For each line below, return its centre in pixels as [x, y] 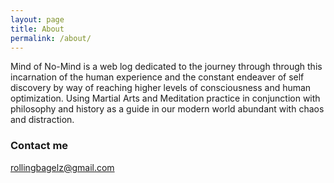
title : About [37, 29]
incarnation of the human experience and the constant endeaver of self [157, 77]
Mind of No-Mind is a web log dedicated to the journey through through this [166, 67]
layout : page [37, 19]
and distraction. [42, 120]
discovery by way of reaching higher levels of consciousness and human [161, 88]
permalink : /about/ [51, 38]
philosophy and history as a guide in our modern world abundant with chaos [167, 109]
